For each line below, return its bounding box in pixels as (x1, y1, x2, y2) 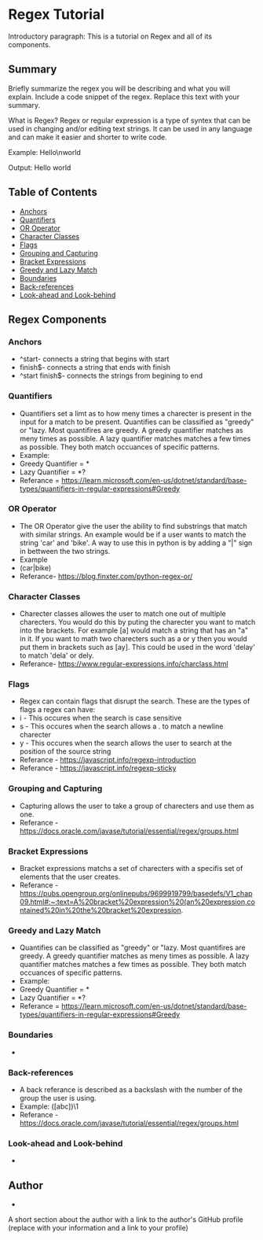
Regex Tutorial (8, 6, 104, 24)
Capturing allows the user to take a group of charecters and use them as (19, 801, 254, 810)
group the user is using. (19, 1093, 97, 1102)
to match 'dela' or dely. (19, 651, 94, 660)
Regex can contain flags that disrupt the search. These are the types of (19, 696, 250, 706)
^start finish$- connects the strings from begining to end (19, 371, 203, 381)
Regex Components (8, 312, 108, 326)
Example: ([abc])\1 (19, 1102, 79, 1111)
